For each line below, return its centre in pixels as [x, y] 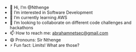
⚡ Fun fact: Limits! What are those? [44, 45]
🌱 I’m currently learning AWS [38, 17]
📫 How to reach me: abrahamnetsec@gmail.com [59, 33]
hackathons [21, 28]
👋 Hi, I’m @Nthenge [29, 7]
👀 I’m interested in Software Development [51, 12]
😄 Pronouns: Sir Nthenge [35, 40]
